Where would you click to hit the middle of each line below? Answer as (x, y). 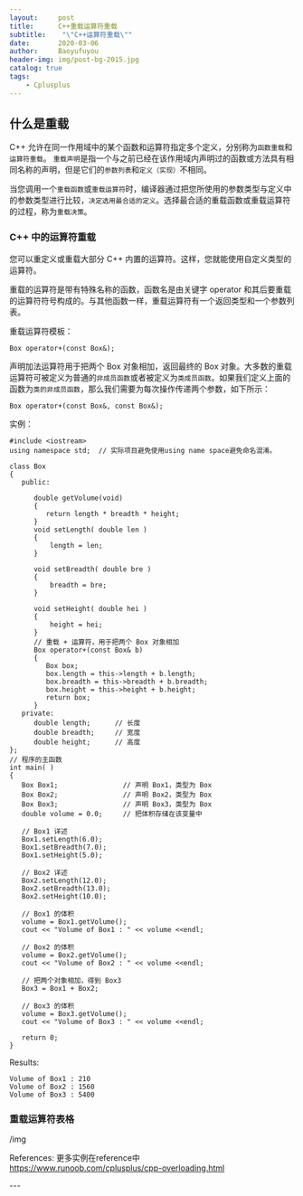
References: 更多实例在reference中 (75, 1158)
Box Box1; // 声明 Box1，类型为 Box (117, 785)
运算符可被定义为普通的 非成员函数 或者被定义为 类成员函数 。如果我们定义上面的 (150, 377)
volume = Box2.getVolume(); (74, 955)
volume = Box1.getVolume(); (74, 922)
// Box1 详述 (44, 831)
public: (36, 482)
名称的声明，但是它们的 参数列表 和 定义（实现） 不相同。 (114, 170)
